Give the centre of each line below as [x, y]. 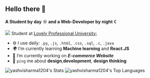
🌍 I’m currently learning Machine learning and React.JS [71, 48]
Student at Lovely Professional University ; [54, 33]
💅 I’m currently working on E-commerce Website [63, 55]
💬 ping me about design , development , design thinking [70, 61]
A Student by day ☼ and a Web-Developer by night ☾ [62, 21]
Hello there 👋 [26, 9]
